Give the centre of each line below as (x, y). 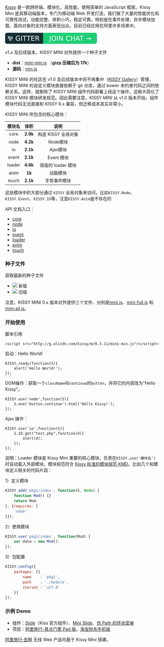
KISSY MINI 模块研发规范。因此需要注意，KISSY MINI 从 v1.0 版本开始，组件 (82, 98)
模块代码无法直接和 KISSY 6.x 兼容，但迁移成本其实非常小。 (66, 104)
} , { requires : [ (22, 506)
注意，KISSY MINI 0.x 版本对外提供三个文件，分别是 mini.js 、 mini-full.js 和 (79, 302)
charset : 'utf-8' (41, 587)
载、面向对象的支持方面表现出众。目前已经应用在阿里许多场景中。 (71, 26)
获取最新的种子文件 (24, 275)
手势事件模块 (58, 181)
